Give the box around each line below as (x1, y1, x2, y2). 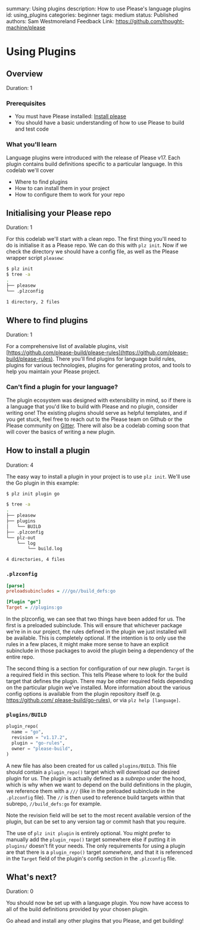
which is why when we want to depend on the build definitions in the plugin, (6, 781, 192, 788)
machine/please (6, 24, 46, 31)
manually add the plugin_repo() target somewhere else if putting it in (6, 836, 176, 843)
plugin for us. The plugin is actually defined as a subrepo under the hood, (6, 774, 186, 782)
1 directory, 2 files (6, 299, 60, 305)
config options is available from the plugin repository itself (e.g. (6, 690, 162, 697)
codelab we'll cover (6, 166, 55, 173)
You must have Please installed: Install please (14, 113, 127, 120)
